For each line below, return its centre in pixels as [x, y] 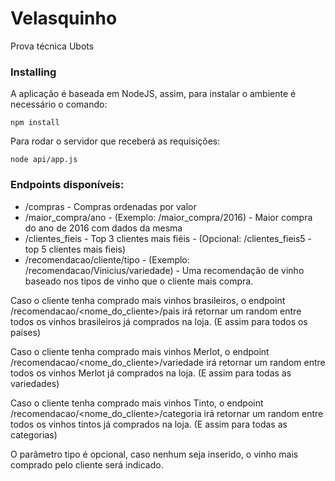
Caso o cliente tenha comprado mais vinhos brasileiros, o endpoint [148, 300]
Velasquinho [64, 18]
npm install [35, 123]
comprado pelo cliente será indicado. [87, 464]
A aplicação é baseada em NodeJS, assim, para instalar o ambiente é [153, 94]
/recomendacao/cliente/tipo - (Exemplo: [107, 259]
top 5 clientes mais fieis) [75, 249]
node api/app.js [44, 160]
